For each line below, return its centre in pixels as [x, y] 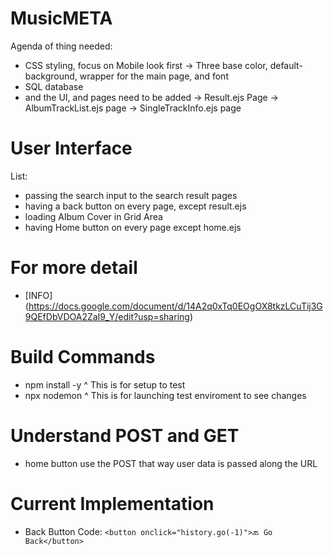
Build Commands [83, 357]
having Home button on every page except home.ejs [133, 227]
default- [286, 65]
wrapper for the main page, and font [154, 76]
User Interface [71, 148]
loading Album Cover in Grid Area [93, 216]
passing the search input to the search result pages [131, 195]
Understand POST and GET [125, 435]
